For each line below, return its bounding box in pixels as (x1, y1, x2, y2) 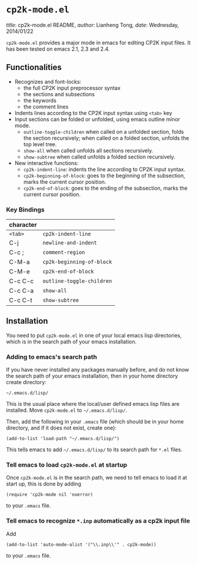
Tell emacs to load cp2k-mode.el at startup (6, 461, 128, 469)
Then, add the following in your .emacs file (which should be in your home (6, 418, 184, 425)
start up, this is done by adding (6, 480, 81, 487)
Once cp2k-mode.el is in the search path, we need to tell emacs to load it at (6, 474, 187, 481)
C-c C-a (9, 287, 34, 295)
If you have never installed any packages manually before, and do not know (6, 366, 189, 374)
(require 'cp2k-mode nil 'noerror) (6, 492, 94, 498)
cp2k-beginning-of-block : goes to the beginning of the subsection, (23, 172, 185, 179)
